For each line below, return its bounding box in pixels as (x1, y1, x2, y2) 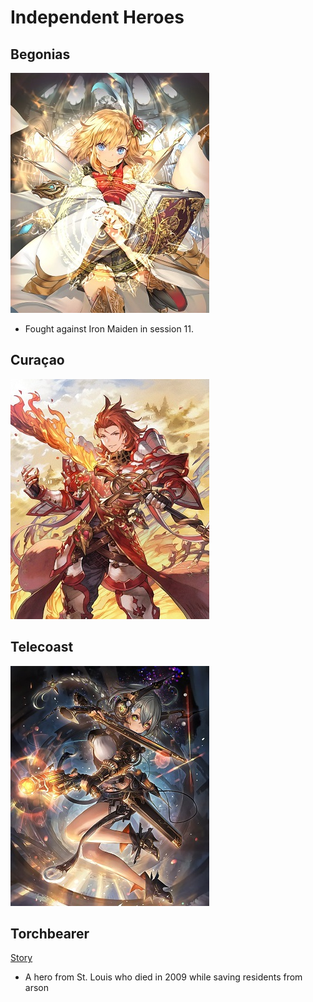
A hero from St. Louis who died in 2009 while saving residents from (24, 971, 303, 983)
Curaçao (10, 352, 65, 369)
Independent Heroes (10, 6, 185, 29)
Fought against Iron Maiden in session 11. (24, 323, 195, 335)
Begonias (10, 46, 71, 63)
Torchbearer (10, 926, 90, 943)
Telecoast (10, 639, 74, 656)
